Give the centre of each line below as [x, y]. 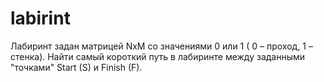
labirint [40, 18]
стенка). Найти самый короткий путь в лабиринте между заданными [158, 56]
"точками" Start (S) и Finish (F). [76, 67]
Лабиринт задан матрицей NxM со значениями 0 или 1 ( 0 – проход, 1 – [161, 46]
